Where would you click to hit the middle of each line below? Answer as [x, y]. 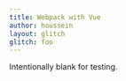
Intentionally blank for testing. [63, 67]
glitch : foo [31, 42]
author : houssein [41, 26]
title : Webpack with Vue [55, 17]
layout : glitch [37, 33]
